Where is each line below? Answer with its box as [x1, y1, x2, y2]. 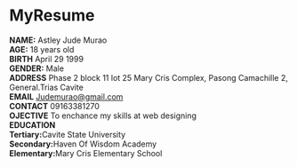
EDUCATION [9, 119, 56, 130]
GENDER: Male [9, 63, 65, 74]
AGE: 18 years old [9, 44, 75, 54]
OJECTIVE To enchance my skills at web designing [9, 110, 197, 121]
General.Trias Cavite [9, 82, 84, 92]
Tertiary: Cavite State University [9, 129, 126, 139]
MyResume [9, 5, 95, 26]
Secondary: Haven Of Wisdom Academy [9, 139, 157, 149]
